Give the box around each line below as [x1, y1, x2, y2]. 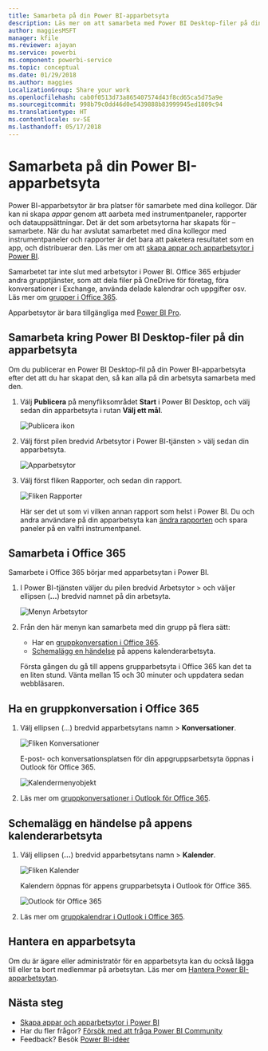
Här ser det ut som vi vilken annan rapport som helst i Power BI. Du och [19, 506, 255, 516]
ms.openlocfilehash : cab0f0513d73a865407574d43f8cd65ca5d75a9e [8, 93, 223, 101]
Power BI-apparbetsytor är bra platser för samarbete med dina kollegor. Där [8, 200, 258, 210]
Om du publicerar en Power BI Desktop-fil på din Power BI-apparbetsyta [8, 364, 246, 374]
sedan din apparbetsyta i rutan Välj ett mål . [19, 405, 163, 415]
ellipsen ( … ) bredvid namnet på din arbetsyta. [19, 592, 171, 601]
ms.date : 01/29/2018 [8, 71, 77, 79]
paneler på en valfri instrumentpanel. [19, 523, 142, 533]
